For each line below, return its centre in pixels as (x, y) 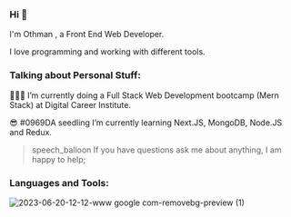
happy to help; (59, 159)
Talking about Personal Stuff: (75, 75)
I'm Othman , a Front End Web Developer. (87, 35)
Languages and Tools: (59, 182)
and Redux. (31, 132)
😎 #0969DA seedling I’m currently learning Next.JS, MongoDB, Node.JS (146, 123)
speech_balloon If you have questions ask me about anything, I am (156, 150)
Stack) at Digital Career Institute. (70, 104)
